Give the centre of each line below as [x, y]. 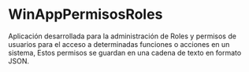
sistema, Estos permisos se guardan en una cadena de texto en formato [125, 52]
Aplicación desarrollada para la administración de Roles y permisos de [122, 36]
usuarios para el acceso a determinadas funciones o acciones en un [119, 44]
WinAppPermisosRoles [85, 14]
